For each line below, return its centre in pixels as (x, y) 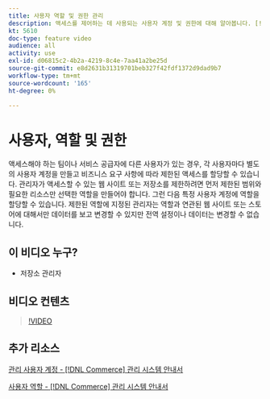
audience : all (32, 46)
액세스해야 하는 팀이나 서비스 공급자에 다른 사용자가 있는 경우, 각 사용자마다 (127, 164)
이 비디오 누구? (43, 252)
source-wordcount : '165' (50, 83)
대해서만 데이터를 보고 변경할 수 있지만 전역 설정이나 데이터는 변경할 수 (134, 214)
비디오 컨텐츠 (39, 301)
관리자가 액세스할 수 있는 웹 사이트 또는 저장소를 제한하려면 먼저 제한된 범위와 (140, 184)
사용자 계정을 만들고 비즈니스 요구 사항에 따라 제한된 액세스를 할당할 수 (127, 174)
